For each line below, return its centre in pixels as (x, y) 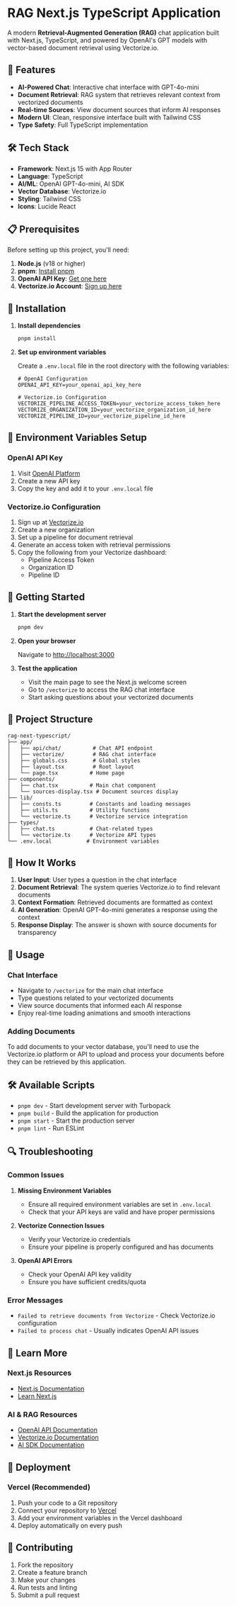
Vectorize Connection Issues (61, 1225)
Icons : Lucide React (47, 206)
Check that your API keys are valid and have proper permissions (122, 1212)
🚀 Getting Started (46, 597)
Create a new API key (49, 481)
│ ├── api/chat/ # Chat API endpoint (80, 748)
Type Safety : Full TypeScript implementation (83, 125)
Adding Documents (41, 1031)
